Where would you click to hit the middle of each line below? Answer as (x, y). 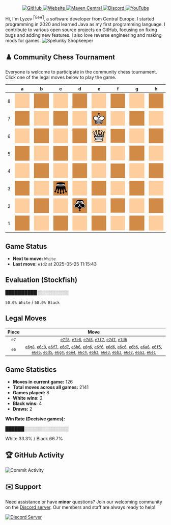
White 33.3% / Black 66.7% (34, 438)
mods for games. (23, 40)
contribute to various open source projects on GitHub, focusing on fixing (81, 30)
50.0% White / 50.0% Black (33, 302)
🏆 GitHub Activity (35, 455)
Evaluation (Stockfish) (41, 280)
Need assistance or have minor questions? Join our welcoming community (84, 502)
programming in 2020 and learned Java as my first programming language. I (85, 24)
